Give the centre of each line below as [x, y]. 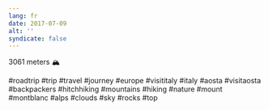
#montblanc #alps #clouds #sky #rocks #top [83, 98]
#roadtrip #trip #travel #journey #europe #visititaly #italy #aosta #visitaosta [135, 81]
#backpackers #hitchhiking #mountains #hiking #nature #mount [115, 89]
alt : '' [21, 31]
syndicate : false [38, 38]
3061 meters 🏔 [34, 62]
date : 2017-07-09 [38, 23]
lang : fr [23, 16]
